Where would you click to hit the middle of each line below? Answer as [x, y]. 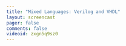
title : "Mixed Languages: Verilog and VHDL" [63, 12]
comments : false [27, 28]
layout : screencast [31, 17]
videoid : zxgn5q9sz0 [32, 34]
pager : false [23, 23]
